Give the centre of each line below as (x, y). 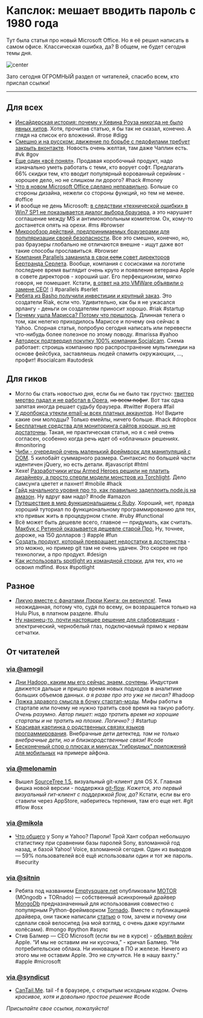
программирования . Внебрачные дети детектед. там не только (97, 734)
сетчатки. (27, 633)
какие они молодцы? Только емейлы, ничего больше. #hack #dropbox (106, 419)
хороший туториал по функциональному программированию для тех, (105, 509)
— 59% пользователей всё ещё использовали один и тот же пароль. (104, 855)
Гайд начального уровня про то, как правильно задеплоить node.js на (105, 490)
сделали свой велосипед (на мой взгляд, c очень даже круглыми (100, 922)
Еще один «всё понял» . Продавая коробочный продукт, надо (94, 160)
